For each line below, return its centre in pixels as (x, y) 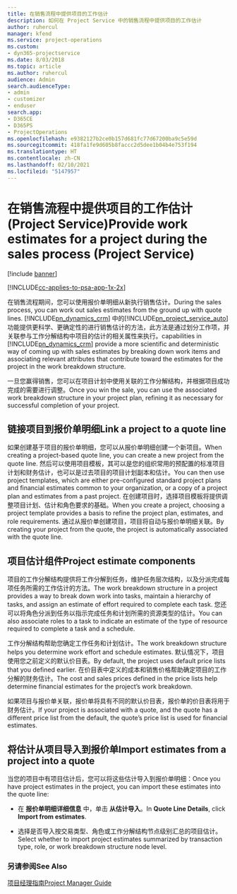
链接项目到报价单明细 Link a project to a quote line (117, 429)
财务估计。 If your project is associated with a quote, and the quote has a (113, 710)
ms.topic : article (34, 66)
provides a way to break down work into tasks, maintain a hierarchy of (109, 596)
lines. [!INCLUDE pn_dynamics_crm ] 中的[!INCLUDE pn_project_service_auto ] (118, 318)
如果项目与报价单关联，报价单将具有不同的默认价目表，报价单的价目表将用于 (119, 701)
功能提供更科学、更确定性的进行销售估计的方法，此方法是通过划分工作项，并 (119, 327)
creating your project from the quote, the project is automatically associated (118, 530)
